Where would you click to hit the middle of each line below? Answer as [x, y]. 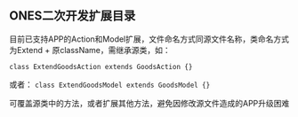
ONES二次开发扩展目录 [72, 16]
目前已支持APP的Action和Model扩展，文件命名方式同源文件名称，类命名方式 [149, 39]
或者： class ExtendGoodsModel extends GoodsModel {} [110, 84]
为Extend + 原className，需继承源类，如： [90, 50]
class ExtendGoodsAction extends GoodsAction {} [101, 66]
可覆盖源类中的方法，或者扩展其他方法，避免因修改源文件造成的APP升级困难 [149, 103]
